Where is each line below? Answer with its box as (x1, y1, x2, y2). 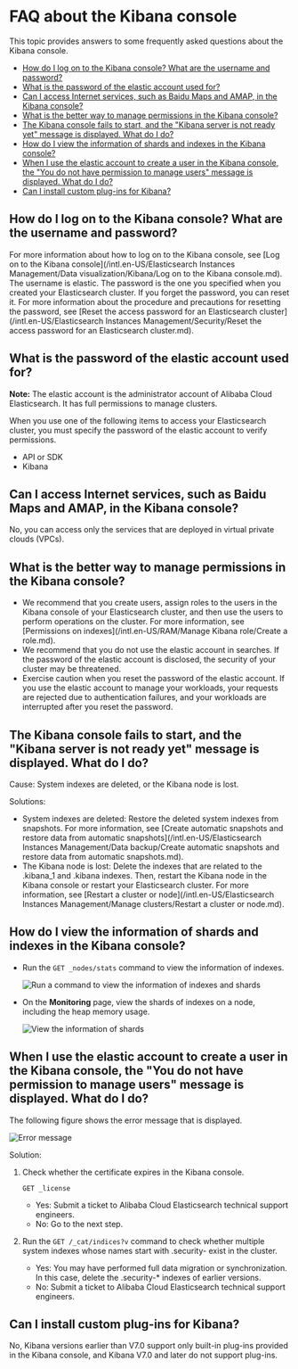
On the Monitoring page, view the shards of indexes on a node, (21, 996, 255, 1007)
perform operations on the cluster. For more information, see (21, 616, 245, 627)
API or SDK (21, 451, 64, 462)
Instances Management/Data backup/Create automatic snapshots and (21, 842, 280, 853)
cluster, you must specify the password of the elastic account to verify (9, 425, 268, 435)
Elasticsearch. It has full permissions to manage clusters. (9, 398, 218, 408)
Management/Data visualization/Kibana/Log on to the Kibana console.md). (9, 268, 283, 278)
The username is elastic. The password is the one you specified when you (9, 277, 282, 288)
